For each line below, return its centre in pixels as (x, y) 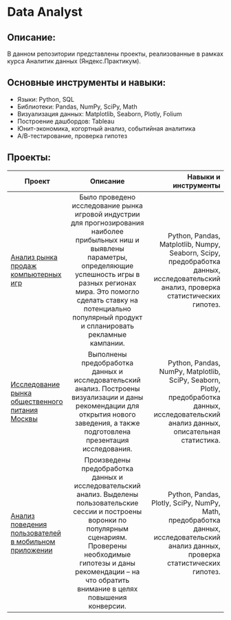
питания (24, 410)
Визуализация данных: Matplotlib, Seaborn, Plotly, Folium (99, 113)
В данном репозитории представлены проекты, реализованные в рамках (115, 54)
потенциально (108, 309)
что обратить (108, 580)
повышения (108, 597)
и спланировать (107, 326)
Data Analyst (45, 12)
